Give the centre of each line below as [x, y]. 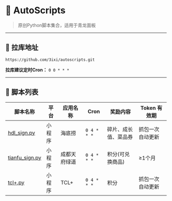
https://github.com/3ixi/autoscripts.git [50, 60]
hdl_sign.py [21, 133]
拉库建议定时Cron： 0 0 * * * [37, 70]
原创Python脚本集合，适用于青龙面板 [57, 25]
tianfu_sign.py [25, 158]
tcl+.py [16, 182]
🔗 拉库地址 [22, 48]
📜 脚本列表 [22, 92]
